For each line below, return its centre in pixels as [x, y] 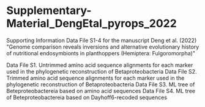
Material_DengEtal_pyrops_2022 [92, 23]
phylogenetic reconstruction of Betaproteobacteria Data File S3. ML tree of [101, 84]
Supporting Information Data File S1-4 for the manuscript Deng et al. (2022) [102, 40]
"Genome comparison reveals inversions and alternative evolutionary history [103, 47]
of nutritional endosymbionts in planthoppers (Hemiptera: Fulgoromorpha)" [101, 53]
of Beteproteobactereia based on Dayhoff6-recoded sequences [87, 97]
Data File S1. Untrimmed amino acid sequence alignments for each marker [100, 65]
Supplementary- [49, 11]
